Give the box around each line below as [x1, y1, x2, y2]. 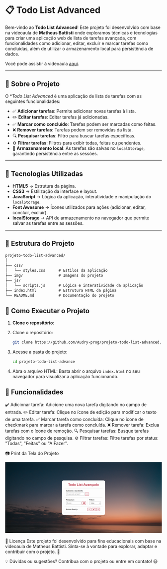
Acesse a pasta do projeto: [12, 349, 68, 355]
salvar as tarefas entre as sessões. [12, 220, 84, 226]
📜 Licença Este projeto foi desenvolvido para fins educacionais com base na [5, 538, 162, 544]
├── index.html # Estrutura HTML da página [5, 288, 117, 293]
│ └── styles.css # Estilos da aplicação [5, 268, 108, 273]
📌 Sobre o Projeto [5, 80, 60, 88]
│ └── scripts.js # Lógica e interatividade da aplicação [5, 283, 143, 288]
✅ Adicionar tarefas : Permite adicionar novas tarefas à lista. [12, 108, 136, 114]
